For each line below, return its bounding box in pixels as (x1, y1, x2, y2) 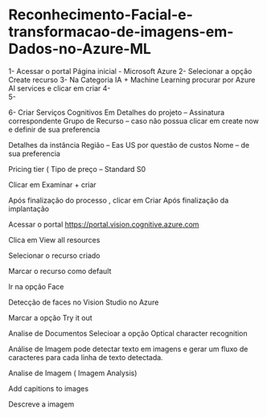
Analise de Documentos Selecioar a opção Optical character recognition (8, 328, 248, 338)
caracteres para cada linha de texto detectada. (8, 352, 163, 362)
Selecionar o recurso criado (8, 251, 101, 260)
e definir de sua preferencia (8, 125, 101, 134)
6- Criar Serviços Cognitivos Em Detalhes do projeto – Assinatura (8, 107, 225, 117)
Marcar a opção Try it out (8, 313, 92, 322)
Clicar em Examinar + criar (8, 179, 97, 190)
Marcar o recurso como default (8, 266, 112, 276)
